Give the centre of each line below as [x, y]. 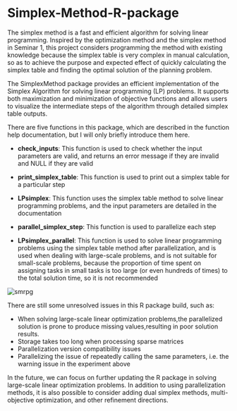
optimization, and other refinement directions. [102, 400]
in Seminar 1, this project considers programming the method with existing [115, 47]
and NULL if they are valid [55, 163]
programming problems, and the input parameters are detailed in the [117, 205]
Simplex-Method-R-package [93, 13]
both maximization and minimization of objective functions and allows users [117, 98]
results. [29, 333]
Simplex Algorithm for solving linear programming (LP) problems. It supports [118, 91]
